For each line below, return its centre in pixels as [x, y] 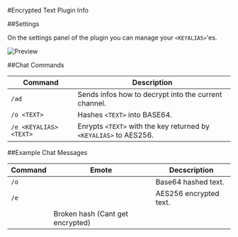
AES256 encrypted [187, 193]
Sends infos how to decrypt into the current [150, 94]
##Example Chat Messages [47, 152]
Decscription [191, 170]
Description [152, 82]
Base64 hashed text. [190, 182]
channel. [92, 103]
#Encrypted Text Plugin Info [48, 10]
